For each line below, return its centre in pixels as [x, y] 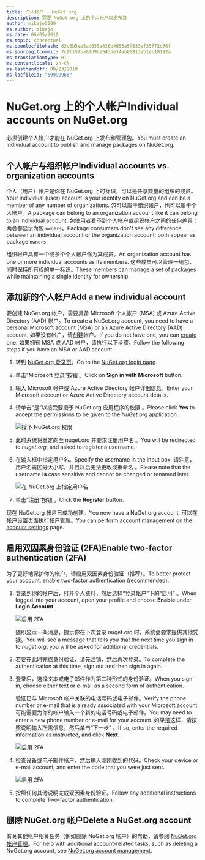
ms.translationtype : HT [37, 58]
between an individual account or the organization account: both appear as [101, 235]
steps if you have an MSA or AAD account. [60, 349]
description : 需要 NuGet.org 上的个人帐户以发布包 [67, 18]
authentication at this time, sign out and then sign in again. [89, 666]
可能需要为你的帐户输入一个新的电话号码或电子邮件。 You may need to [103, 712]
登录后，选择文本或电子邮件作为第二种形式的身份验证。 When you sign [104, 679]
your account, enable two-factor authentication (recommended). [88, 580]
